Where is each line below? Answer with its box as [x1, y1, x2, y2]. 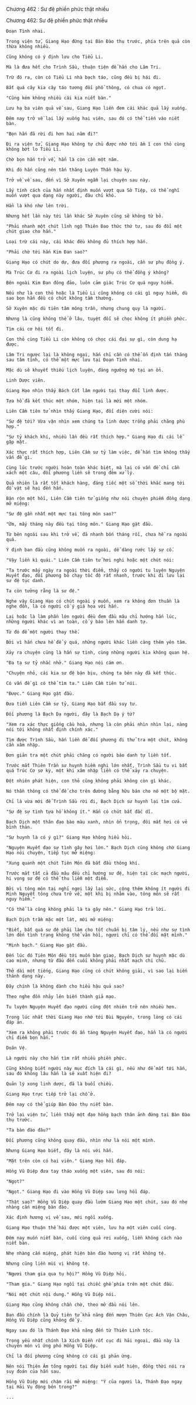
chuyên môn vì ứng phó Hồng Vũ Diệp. [6, 1343, 99, 1349]
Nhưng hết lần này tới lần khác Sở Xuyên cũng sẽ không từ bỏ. [6, 213, 164, 219]
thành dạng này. [6, 973, 46, 979]
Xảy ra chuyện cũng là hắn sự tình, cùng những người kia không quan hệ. [6, 650, 191, 656]
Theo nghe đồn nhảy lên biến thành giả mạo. [6, 994, 117, 999]
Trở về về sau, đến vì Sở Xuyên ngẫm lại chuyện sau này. [6, 177, 151, 183]
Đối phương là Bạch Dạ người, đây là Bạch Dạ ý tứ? [6, 711, 135, 717]
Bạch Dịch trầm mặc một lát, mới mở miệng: [6, 917, 114, 923]
